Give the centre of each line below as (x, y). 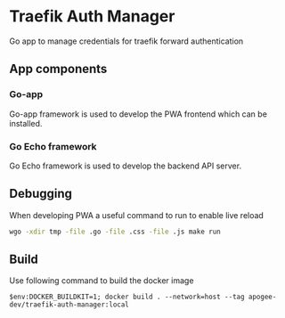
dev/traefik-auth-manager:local (69, 305)
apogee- (262, 297)
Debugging (41, 194)
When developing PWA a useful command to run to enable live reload (137, 215)
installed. (26, 123)
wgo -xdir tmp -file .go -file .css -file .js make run (115, 232)
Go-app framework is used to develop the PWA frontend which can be (138, 114)
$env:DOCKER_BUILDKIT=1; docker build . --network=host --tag (127, 297)
